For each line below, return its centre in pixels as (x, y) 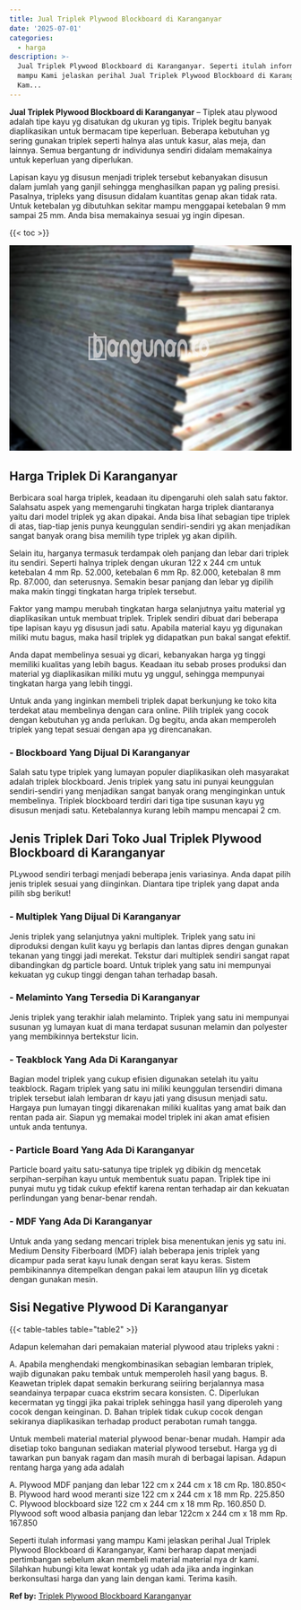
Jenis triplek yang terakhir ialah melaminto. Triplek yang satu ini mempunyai (149, 1017)
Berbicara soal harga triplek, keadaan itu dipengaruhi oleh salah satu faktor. (149, 497)
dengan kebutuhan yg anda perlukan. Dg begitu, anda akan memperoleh (143, 720)
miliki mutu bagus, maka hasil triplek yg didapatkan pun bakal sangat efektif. (150, 638)
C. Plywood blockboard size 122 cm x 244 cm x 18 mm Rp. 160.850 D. (138, 1503)
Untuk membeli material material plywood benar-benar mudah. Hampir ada (147, 1438)
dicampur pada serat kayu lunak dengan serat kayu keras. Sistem (130, 1260)
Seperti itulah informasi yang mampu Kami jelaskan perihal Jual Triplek (140, 1540)
